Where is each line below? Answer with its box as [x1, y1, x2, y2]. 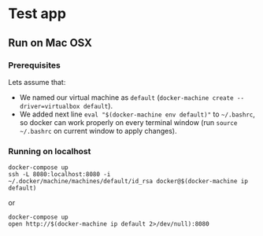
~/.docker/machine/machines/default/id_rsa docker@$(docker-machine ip [8, 178, 248, 186]
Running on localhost [8, 146, 91, 157]
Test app [8, 5, 67, 23]
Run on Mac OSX [8, 36, 93, 50]
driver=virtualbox [19, 102, 80, 110]
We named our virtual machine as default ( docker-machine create [19, 92, 234, 102]
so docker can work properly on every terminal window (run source [19, 117, 238, 127]
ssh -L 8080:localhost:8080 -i [8, 171, 111, 179]
